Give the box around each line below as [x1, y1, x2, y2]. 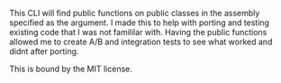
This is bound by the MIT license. [9, 63, 133, 74]
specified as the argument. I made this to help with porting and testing [9, 17, 270, 28]
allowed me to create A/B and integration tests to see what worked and [9, 36, 273, 47]
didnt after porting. [9, 46, 79, 57]
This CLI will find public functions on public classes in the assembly [9, 8, 260, 18]
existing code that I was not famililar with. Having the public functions [9, 27, 267, 37]
